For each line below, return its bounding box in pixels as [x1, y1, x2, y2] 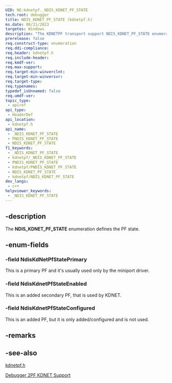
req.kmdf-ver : [5, 60, 36, 65]
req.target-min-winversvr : [5, 74, 63, 79]
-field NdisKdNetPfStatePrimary [5, 256, 88, 263]
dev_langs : [5, 179, 29, 184]
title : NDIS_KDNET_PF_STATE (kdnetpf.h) [5, 17, 93, 22]
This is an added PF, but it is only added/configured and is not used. [5, 316, 149, 323]
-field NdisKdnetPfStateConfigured [5, 305, 96, 312]
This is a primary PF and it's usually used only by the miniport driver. [5, 267, 150, 274]
